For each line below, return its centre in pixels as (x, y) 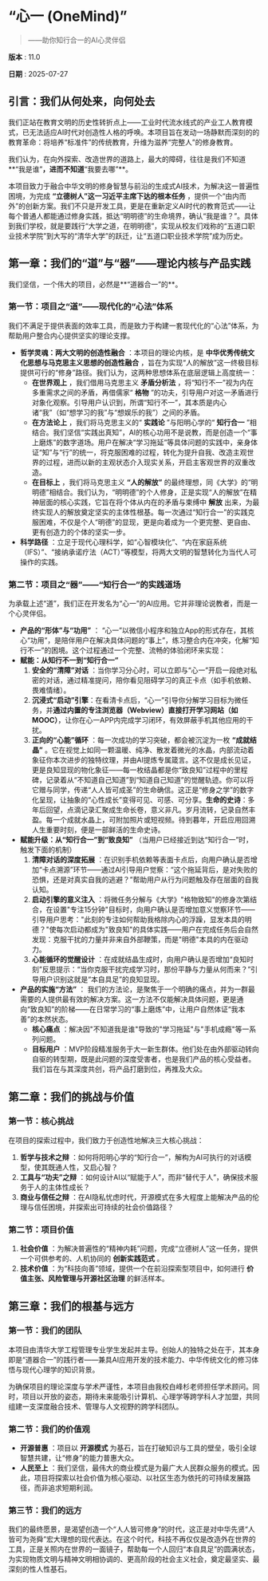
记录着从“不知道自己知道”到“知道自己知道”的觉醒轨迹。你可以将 (150, 780)
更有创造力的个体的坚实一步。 (81, 532)
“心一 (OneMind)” (68, 16)
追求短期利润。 (72, 1488)
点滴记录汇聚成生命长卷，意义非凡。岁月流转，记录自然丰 (161, 810)
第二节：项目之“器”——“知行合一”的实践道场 (95, 585)
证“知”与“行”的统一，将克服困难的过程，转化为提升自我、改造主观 (139, 452)
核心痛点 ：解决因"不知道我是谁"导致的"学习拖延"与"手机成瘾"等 (137, 1029)
